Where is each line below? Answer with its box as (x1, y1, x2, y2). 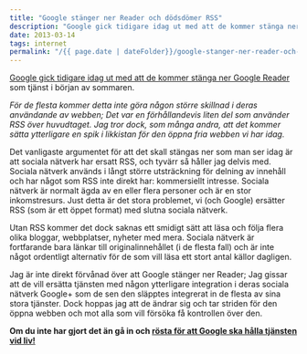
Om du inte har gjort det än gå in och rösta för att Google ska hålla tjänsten (9, 326, 298, 337)
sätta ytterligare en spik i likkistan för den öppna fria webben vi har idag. (9, 129, 285, 140)
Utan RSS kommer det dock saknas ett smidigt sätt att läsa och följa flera (9, 223, 284, 234)
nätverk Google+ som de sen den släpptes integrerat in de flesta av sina (9, 288, 281, 299)
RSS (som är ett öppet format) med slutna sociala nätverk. (9, 204, 228, 215)
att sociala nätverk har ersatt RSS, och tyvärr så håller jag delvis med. (9, 156, 271, 167)
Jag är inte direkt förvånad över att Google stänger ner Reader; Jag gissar (9, 269, 288, 280)
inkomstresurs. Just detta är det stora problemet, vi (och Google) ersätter (9, 195, 285, 206)
